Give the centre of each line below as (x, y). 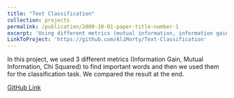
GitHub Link (24, 88)
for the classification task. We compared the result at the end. (96, 74)
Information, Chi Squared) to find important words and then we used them (113, 67)
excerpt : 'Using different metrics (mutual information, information (110, 33)
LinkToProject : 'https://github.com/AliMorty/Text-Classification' (107, 40)
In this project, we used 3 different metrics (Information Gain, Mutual (105, 59)
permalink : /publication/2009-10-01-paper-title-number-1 (93, 26)
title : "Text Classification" (51, 14)
